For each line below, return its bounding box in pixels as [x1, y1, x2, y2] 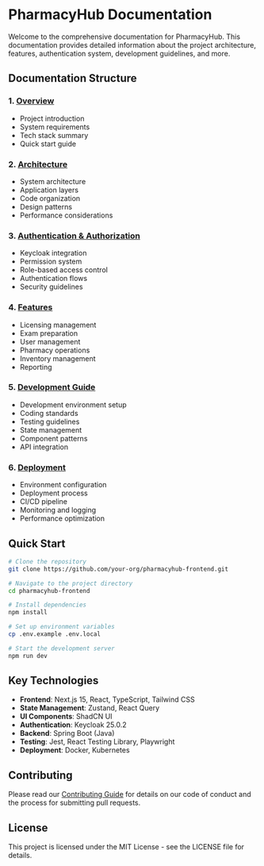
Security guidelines [19, 282, 83, 291]
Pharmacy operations [19, 345, 90, 355]
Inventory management [19, 353, 97, 363]
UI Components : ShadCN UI [19, 712, 113, 722]
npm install [8, 609, 48, 617]
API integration [19, 442, 69, 452]
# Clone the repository [8, 557, 87, 565]
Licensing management [19, 320, 97, 329]
